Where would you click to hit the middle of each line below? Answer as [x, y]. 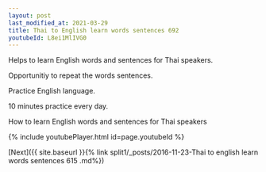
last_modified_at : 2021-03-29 [58, 23]
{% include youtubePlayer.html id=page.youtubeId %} [96, 137]
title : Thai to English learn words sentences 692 [94, 30]
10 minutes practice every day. [58, 106]
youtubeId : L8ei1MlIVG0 [48, 38]
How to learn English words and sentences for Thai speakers [108, 122]
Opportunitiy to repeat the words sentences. [81, 75]
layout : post [30, 15]
